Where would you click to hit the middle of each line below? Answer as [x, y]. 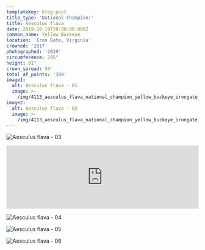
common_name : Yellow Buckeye [43, 35]
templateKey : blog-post [37, 12]
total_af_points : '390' [37, 74]
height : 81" [21, 63]
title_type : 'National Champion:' [50, 18]
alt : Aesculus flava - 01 [45, 86]
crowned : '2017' [27, 46]
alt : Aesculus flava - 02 [45, 108]
